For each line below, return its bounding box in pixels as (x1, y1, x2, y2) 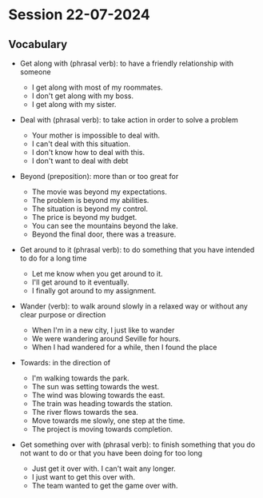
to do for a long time (19, 253, 87, 263)
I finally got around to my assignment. (31, 286, 157, 295)
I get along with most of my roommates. (31, 82, 163, 92)
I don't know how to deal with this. (31, 148, 145, 157)
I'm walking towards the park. (31, 373, 130, 383)
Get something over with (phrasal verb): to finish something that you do (19, 440, 256, 449)
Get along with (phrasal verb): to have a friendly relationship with (19, 58, 234, 68)
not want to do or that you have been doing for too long (19, 448, 202, 457)
